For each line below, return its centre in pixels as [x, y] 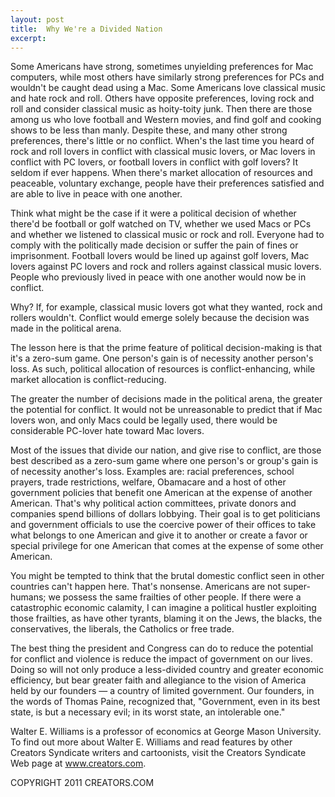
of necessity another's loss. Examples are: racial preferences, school [152, 472]
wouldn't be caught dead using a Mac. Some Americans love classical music [168, 88]
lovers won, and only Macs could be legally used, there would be [144, 420]
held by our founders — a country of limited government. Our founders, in [162, 691]
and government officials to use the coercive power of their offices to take [163, 525]
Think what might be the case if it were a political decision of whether [153, 213]
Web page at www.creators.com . [78, 763]
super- [297, 587]
